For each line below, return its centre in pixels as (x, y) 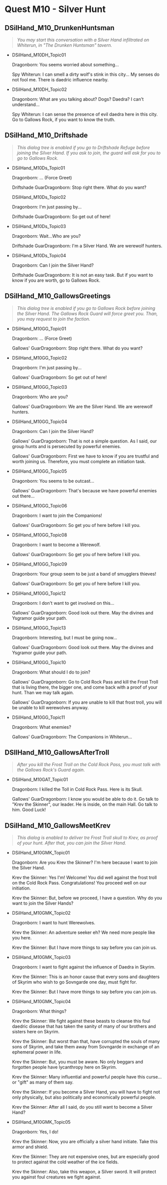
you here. (22, 938)
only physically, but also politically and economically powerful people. (84, 1097)
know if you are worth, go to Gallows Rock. (56, 280)
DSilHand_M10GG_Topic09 (39, 564)
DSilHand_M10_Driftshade (46, 135)
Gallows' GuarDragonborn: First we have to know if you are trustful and (85, 456)
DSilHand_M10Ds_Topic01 (38, 168)
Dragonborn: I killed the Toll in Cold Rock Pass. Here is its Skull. (77, 789)
